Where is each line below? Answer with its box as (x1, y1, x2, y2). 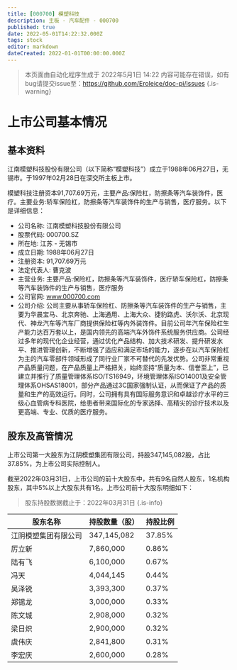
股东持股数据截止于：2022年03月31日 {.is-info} (24, 498, 163, 507)
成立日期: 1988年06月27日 (17, 247, 94, 256)
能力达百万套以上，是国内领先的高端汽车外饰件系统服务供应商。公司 (23, 328, 224, 336)
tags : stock (7, 37, 43, 44)
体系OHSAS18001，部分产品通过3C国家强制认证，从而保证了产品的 (23, 381, 221, 389)
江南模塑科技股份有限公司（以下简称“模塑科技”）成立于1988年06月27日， (7, 164, 223, 173)
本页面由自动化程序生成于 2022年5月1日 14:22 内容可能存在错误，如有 (24, 70, 229, 79)
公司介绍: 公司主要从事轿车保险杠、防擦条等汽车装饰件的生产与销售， (17, 301, 221, 309)
